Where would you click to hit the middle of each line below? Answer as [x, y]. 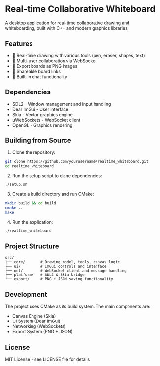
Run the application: [32, 222]
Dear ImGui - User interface [40, 109]
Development [26, 295]
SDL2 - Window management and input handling [62, 104]
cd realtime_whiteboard [30, 166]
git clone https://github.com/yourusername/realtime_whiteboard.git [77, 162]
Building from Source [38, 140]
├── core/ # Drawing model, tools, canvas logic [63, 262]
